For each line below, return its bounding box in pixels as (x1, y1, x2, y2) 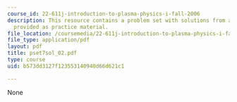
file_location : (7, 30, 52, 37)
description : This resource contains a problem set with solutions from (7, 17, 226, 24)
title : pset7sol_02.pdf (7, 50, 78, 57)
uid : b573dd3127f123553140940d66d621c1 (7, 63, 125, 70)
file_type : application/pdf (7, 37, 90, 44)
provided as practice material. (13, 23, 109, 30)
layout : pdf (7, 43, 42, 50)
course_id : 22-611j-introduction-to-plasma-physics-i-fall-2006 (7, 10, 200, 18)
